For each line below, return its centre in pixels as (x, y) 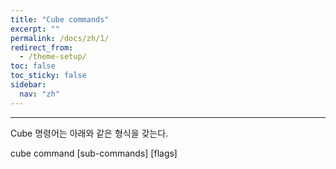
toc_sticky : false (48, 76)
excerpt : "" (35, 29)
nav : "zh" (39, 94)
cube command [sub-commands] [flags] (94, 153)
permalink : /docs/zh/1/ (60, 38)
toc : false (33, 66)
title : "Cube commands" (60, 19)
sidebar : (28, 85)
